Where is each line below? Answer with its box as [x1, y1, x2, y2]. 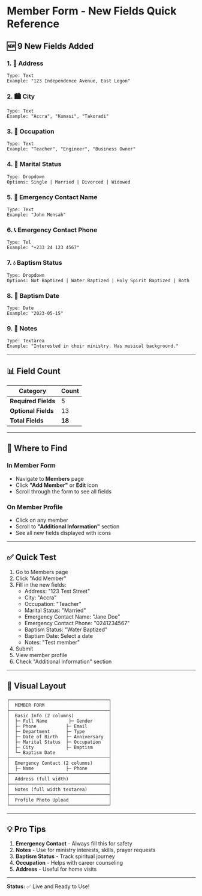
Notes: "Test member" [24, 638, 80, 646]
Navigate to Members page [15, 475, 85, 482]
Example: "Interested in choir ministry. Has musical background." [7, 343, 179, 350]
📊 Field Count [7, 366, 61, 376]
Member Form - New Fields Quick [7, 4, 177, 18]
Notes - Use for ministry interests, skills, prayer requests [15, 847, 156, 854]
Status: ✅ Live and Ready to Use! [7, 883, 90, 890]
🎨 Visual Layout [7, 681, 67, 691]
